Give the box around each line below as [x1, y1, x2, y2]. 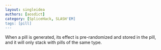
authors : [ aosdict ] [5, 12, 45, 17]
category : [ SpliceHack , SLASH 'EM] [5, 16, 76, 21]
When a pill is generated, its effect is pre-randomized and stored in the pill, [5, 34, 156, 40]
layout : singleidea [5, 7, 45, 12]
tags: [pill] [5, 21, 32, 26]
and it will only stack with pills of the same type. [5, 40, 102, 46]
